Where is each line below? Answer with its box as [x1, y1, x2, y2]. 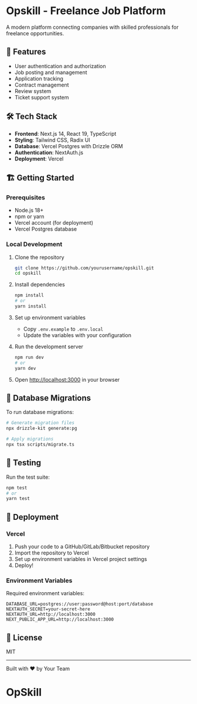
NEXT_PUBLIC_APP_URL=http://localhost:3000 [6, 616, 114, 623]
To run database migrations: [6, 409, 74, 416]
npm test [6, 485, 28, 491]
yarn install [14, 303, 47, 309]
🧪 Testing [6, 458, 42, 468]
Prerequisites [6, 193, 45, 201]
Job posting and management [14, 69, 87, 76]
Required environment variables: [6, 590, 85, 597]
